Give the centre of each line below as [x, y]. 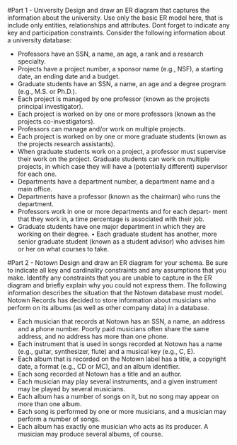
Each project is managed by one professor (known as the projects [114, 99]
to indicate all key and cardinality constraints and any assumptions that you [117, 270]
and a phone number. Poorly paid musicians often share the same [114, 329]
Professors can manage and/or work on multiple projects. [102, 129]
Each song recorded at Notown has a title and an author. [100, 374]
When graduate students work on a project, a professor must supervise [122, 152]
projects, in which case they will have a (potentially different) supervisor [122, 166]
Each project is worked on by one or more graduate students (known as [122, 136]
